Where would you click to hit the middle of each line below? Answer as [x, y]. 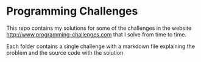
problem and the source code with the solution [65, 52]
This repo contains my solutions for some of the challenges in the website [99, 28]
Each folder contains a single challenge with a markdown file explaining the [101, 46]
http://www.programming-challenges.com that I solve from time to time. [97, 34]
